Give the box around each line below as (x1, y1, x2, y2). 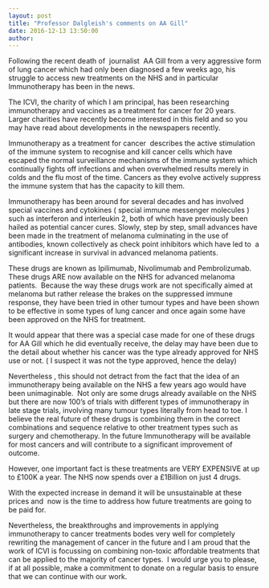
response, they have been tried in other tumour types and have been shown (8, 298, 259, 308)
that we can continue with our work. (8, 572, 128, 582)
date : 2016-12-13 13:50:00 (8, 27, 99, 35)
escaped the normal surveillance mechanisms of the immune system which (8, 156, 258, 165)
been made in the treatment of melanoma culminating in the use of (8, 231, 229, 241)
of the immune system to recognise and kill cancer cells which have (8, 147, 233, 157)
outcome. (8, 448, 40, 458)
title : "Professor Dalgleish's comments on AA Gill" (8, 19, 189, 27)
